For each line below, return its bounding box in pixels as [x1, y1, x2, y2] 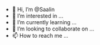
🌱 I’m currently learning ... [12, 19, 77, 26]
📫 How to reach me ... [12, 32, 68, 39]
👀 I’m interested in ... [12, 12, 64, 19]
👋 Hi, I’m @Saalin [12, 6, 55, 13]
